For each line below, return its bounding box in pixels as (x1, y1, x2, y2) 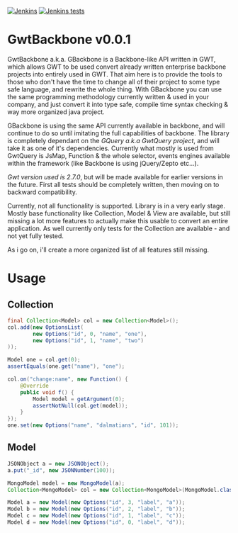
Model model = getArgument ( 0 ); (33, 395, 125, 403)
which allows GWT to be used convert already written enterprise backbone (7, 62, 227, 71)
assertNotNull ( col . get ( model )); (33, 402, 129, 409)
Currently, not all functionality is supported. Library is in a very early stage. (7, 201, 225, 210)
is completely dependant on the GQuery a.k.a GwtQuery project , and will (7, 136, 220, 145)
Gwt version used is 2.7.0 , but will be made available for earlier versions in (7, 172, 223, 181)
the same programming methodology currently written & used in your (7, 92, 209, 101)
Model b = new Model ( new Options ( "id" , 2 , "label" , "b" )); (7, 505, 186, 513)
